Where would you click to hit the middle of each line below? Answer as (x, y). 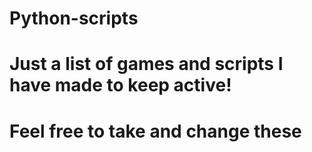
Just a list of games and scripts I (146, 64)
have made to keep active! (120, 85)
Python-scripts (74, 18)
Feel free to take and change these (155, 131)
